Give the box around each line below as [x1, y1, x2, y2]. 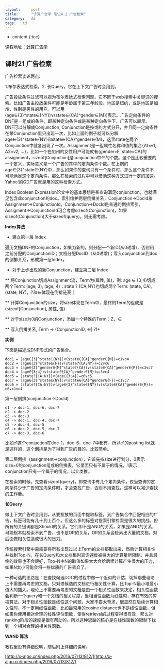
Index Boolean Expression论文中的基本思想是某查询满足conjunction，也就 [5, 189, 153, 195]
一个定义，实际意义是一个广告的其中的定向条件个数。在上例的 [5, 161, 129, 167]
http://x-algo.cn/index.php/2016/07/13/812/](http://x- [6, 653, 113, 659]
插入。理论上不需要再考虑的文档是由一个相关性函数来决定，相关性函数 [17, 587, 158, 593]
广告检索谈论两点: [5, 73, 41, 79]
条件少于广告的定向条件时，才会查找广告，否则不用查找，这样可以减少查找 [9, 485, 158, 491]
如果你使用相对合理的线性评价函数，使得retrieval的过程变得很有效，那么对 [5, 611, 153, 617]
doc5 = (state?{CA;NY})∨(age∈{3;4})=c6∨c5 [5, 374, 92, 379]
